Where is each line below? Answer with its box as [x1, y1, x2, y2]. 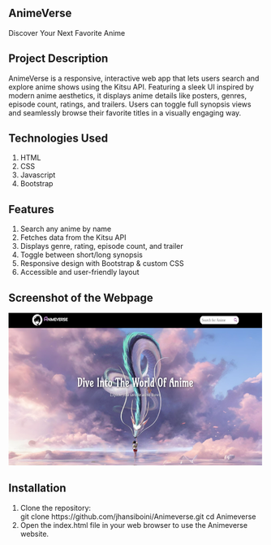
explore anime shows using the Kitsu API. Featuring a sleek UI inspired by [8, 81, 254, 92]
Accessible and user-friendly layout [19, 268, 140, 277]
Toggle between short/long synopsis [19, 250, 144, 259]
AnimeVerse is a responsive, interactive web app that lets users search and [8, 73, 260, 83]
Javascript [19, 170, 56, 180]
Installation [8, 482, 67, 495]
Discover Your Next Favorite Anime [8, 28, 126, 37]
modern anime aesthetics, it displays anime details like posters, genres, [8, 90, 247, 100]
